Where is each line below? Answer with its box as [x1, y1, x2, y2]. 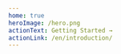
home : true [8, 11, 45, 20]
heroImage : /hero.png [8, 19, 81, 27]
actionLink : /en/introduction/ [8, 33, 113, 42]
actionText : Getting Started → [8, 26, 113, 34]
